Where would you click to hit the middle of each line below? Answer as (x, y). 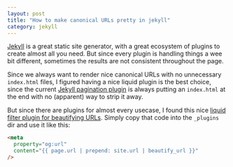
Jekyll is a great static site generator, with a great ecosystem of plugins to (114, 47)
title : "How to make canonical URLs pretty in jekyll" (89, 20)
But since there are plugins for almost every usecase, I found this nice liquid (116, 110)
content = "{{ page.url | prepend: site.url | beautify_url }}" (106, 151)
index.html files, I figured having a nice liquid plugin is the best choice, (109, 82)
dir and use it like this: (39, 125)
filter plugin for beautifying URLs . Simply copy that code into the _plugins (113, 118)
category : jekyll (33, 26)
